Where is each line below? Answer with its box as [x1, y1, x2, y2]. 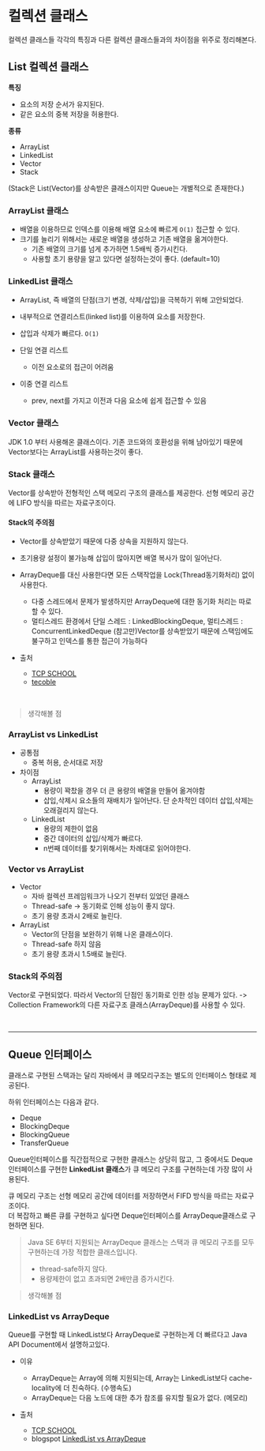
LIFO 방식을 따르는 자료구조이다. [16, 498, 116, 507]
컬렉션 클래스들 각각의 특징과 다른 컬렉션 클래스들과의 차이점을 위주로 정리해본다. [8, 35, 257, 44]
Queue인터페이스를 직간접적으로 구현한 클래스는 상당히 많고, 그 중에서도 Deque [8, 1154, 253, 1163]
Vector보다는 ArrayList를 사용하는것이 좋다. [8, 447, 144, 457]
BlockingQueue [19, 1130, 70, 1139]
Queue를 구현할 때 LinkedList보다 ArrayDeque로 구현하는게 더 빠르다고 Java [8, 1330, 248, 1340]
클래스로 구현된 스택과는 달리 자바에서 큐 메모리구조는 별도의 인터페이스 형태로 [8, 1070, 248, 1080]
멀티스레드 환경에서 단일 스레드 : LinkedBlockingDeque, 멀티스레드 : [31, 617, 243, 626]
